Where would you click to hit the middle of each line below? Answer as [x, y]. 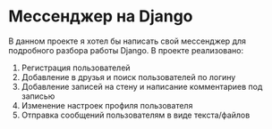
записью [38, 96]
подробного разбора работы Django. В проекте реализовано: [126, 50]
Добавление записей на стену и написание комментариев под [142, 86]
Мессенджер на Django [101, 16]
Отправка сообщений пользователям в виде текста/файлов [136, 115]
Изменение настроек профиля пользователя [107, 105]
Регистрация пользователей [76, 68]
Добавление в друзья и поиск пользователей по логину [128, 77]
